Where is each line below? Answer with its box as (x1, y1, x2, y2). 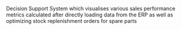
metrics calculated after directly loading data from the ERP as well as (6, 11, 173, 18)
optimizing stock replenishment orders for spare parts (6, 18, 137, 24)
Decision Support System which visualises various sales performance (6, 5, 176, 12)
